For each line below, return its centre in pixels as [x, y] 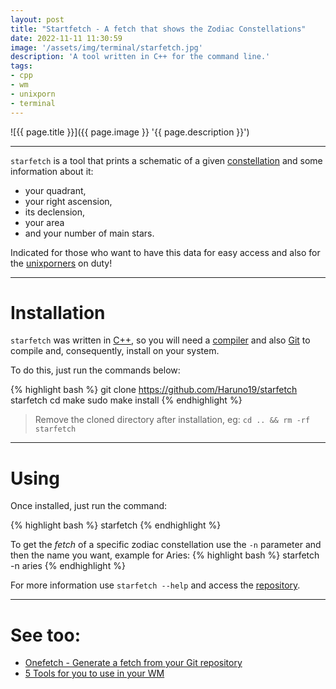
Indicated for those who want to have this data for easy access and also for [165, 252]
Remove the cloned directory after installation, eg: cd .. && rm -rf [172, 420]
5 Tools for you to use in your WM [94, 673]
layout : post [37, 19]
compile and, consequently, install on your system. [115, 351]
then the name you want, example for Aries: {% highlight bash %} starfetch [165, 555]
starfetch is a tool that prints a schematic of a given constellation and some [166, 160]
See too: [45, 635]
